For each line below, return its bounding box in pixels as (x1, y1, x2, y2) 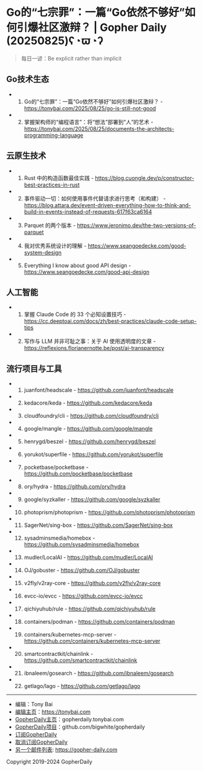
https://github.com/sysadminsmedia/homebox (24, 541, 140, 548)
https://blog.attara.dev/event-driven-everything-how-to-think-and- (24, 201, 192, 209)
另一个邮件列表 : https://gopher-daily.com (14, 746, 118, 753)
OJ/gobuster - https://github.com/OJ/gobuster (24, 567, 140, 574)
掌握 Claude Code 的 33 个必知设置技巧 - (24, 311, 126, 318)
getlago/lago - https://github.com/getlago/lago (24, 683, 141, 690)
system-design (24, 249, 62, 256)
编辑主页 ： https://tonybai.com (14, 708, 91, 715)
